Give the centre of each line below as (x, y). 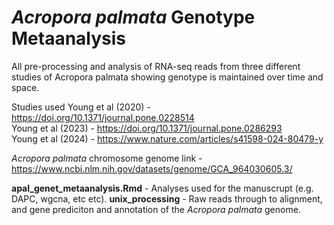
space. (25, 87)
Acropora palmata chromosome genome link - (107, 158)
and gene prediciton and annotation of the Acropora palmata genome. (156, 209)
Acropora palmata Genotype (133, 17)
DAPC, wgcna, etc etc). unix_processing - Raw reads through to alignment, (167, 198)
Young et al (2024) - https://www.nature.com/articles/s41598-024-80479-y (167, 138)
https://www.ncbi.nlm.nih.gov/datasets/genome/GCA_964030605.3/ (152, 168)
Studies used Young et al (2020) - (81, 107)
